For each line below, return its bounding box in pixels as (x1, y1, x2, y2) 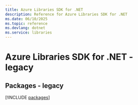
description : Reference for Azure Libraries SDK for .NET (5, 12, 128, 17)
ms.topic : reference (5, 21, 48, 26)
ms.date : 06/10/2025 (5, 16, 48, 21)
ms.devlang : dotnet (5, 26, 46, 31)
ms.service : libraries (5, 30, 52, 35)
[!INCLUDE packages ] (5, 95, 50, 100)
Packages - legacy (5, 81, 64, 90)
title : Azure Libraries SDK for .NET (5, 7, 83, 12)
